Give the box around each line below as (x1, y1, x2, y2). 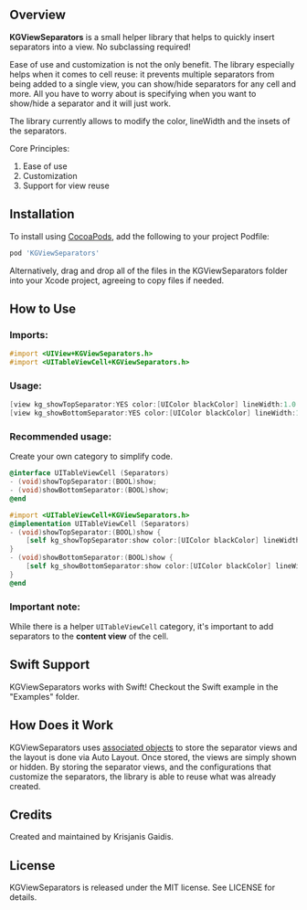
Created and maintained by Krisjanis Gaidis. (9, 831, 174, 842)
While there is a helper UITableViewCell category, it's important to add (9, 620, 274, 631)
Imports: (9, 328, 48, 341)
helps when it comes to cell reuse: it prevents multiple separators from (9, 69, 275, 79)
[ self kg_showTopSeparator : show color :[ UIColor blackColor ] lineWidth (26, 536, 301, 545)
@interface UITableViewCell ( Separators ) (9, 469, 170, 478)
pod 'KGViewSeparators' (9, 249, 101, 258)
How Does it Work (9, 717, 114, 734)
